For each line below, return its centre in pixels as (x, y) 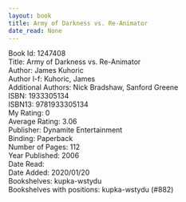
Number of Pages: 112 (44, 147)
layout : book (30, 16)
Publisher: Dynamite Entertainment (65, 130)
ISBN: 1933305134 (39, 96)
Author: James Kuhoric (46, 71)
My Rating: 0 (29, 113)
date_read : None (35, 30)
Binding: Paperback (41, 139)
